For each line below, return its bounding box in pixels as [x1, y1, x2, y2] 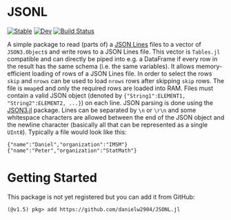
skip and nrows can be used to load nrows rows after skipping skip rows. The [7, 76, 225, 85]
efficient [7, 69, 31, 78]
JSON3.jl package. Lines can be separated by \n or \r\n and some [7, 106, 197, 114]
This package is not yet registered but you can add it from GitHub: [7, 192, 195, 201]
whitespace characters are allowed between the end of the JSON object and [7, 113, 225, 121]
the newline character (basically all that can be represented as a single [7, 120, 208, 129]
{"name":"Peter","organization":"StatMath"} [7, 147, 137, 154]
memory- [196, 62, 223, 70]
